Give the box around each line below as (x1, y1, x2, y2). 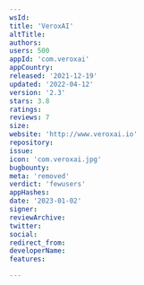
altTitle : (9, 30, 47, 39)
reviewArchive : (9, 212, 66, 222)
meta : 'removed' (9, 171, 70, 180)
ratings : (9, 105, 42, 114)
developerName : (9, 246, 66, 255)
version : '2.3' (9, 88, 66, 97)
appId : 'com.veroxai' (9, 55, 90, 64)
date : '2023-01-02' (9, 196, 82, 206)
